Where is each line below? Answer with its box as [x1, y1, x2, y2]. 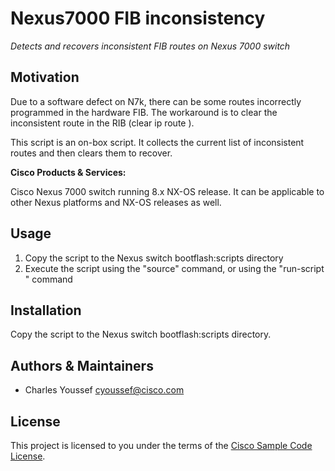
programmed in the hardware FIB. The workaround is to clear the [10, 106, 278, 118]
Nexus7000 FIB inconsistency [10, 7, 266, 30]
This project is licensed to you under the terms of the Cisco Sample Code [10, 440, 313, 451]
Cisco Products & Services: [10, 166, 127, 178]
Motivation [10, 69, 80, 86]
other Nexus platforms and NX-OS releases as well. [10, 196, 222, 208]
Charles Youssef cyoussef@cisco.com [24, 384, 185, 396]
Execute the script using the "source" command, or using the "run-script [24, 262, 325, 274]
